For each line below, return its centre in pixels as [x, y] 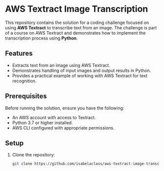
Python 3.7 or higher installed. [42, 123]
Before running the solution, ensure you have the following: [65, 108]
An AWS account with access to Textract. [54, 117]
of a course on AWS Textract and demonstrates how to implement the [75, 33]
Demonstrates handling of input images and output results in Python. [82, 70]
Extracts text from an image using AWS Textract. [61, 65]
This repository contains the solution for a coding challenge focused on [77, 22]
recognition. [24, 81]
